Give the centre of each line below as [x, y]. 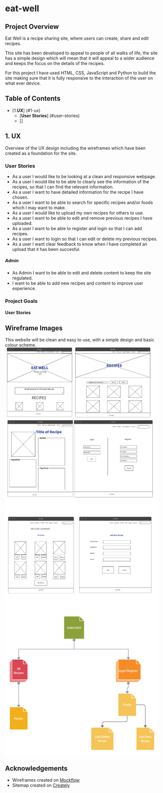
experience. [24, 288]
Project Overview [32, 27]
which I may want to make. [39, 207]
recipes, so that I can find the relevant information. [63, 187]
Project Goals [21, 301]
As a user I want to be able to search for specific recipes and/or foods [82, 202]
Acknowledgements [36, 768]
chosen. [20, 197]
